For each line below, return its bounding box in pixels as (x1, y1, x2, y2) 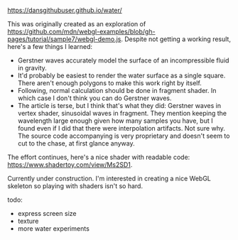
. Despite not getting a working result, (120, 35, 231, 43)
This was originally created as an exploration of (7, 20, 146, 28)
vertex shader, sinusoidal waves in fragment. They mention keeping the (17, 109, 227, 117)
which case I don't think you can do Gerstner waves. (17, 94, 172, 102)
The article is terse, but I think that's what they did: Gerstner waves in (17, 102, 222, 109)
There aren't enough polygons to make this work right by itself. (17, 79, 202, 87)
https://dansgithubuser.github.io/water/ (7, 6, 122, 14)
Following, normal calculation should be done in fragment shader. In (17, 87, 217, 94)
